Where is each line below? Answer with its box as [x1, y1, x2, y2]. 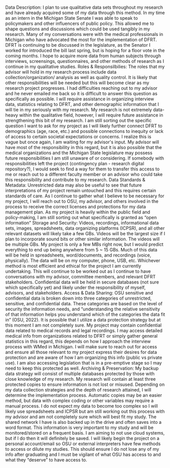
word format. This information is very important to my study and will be [5, 424, 154, 430]
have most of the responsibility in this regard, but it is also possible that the [5, 145, 162, 150]
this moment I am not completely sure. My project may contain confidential [5, 322, 162, 328]
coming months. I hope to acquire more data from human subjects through [5, 53, 161, 59]
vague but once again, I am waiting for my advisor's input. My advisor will [5, 139, 159, 145]
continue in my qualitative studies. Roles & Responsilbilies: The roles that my [5, 63, 165, 69]
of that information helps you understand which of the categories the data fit [5, 311, 165, 317]
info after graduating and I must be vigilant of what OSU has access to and [5, 451, 161, 457]
